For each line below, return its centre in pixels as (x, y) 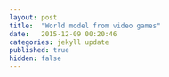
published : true (39, 50)
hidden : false (36, 58)
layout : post (33, 17)
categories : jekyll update (59, 42)
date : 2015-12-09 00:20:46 (63, 34)
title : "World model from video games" (85, 26)
